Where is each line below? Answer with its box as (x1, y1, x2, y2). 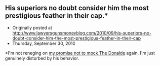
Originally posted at (12, 25, 52, 31)
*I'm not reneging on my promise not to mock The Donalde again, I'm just (5, 50, 155, 56)
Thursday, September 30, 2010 (12, 40, 76, 46)
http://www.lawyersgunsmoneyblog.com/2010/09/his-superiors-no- (12, 30, 152, 36)
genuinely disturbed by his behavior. (5, 55, 80, 61)
